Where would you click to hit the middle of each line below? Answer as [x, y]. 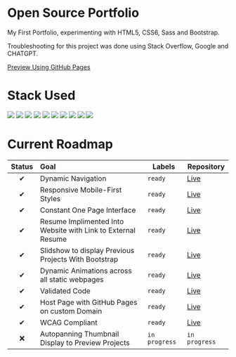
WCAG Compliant [68, 323]
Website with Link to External [87, 230]
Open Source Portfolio [73, 13]
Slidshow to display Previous [87, 250]
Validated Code [65, 291]
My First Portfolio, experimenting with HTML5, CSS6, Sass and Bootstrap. [113, 32]
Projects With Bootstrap [79, 259]
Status [22, 167]
